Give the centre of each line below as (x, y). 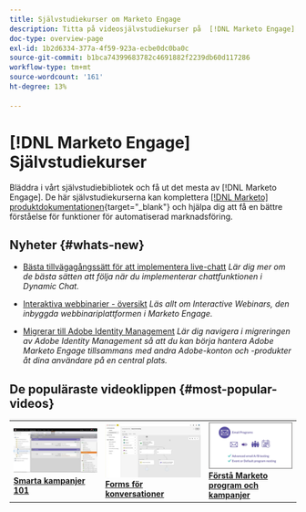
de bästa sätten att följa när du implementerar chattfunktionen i (142, 277)
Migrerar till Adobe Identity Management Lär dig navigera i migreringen (157, 331)
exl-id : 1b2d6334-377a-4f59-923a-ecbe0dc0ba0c (99, 48)
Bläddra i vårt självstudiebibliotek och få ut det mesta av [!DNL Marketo (143, 187)
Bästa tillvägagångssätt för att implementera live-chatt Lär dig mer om (154, 267)
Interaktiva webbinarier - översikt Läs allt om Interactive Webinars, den (156, 304)
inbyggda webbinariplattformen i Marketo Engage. (117, 314)
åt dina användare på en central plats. (95, 360)
